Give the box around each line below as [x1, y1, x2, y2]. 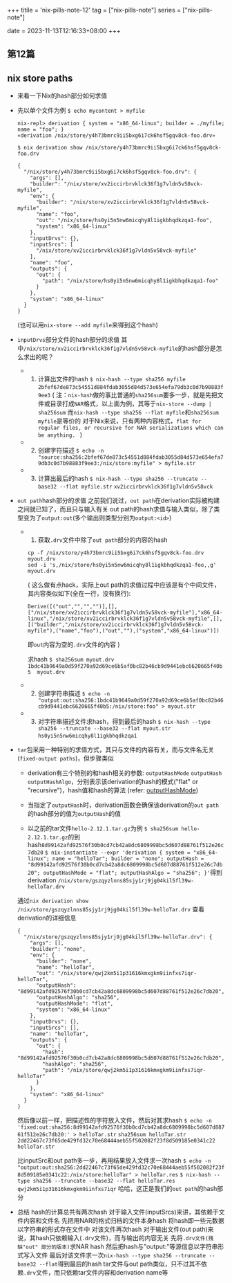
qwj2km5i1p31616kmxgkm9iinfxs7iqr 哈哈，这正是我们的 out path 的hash [17, 1185, 217, 1193]
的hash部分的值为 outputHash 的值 [27, 810, 121, 818]
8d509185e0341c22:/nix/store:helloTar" [17, 1172, 133, 1179]
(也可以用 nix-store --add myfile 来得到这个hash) [17, 321, 159, 329]
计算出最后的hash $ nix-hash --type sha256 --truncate [37, 474, 198, 483]
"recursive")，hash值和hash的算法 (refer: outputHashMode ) [27, 786, 199, 794]
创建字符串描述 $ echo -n [37, 689, 110, 698]
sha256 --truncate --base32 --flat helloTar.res [32, 1178, 175, 1185]
